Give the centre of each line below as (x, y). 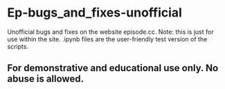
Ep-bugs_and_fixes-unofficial (94, 13)
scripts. (18, 46)
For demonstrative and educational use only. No (113, 68)
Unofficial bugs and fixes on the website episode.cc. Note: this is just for (110, 32)
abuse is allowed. (46, 79)
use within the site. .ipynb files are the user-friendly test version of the (107, 39)
